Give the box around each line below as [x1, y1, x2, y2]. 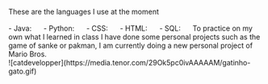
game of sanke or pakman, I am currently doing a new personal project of [8, 40, 253, 50]
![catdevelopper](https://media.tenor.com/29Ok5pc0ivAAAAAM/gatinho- [8, 58, 251, 67]
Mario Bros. [8, 49, 47, 59]
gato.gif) [8, 66, 37, 76]
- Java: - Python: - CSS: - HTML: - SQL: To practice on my [8, 23, 253, 33]
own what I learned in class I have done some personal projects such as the [8, 32, 261, 41]
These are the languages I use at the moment [8, 7, 159, 16]
